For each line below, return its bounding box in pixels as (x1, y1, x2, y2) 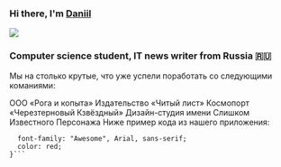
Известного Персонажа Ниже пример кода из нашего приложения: (9, 116, 270, 127)
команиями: (9, 79, 56, 90)
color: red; (17, 142, 63, 151)
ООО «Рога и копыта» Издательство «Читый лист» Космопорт (9, 97, 249, 108)
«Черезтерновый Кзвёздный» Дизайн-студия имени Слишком (9, 107, 250, 117)
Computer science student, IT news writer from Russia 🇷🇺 (9, 50, 272, 62)
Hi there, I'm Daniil (9, 7, 92, 20)
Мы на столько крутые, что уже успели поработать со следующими (9, 70, 273, 81)
